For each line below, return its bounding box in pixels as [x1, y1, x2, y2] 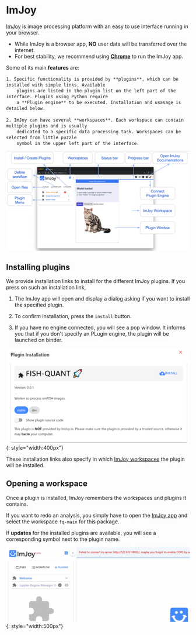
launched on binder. [14, 337, 63, 344]
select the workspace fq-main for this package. [6, 518, 120, 525]
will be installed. [6, 461, 45, 468]
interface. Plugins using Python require [6, 94, 108, 99]
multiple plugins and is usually [6, 123, 87, 129]
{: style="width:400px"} [6, 444, 64, 451]
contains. [6, 501, 29, 508]
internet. [14, 46, 35, 53]
